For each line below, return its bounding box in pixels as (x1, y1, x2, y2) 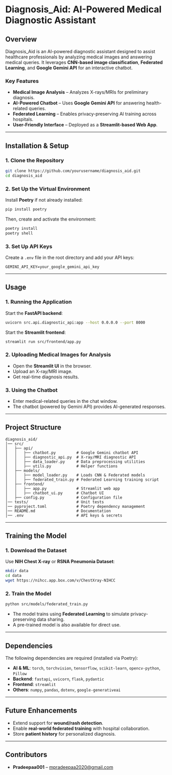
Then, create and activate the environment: (5, 216, 96, 222)
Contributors (5, 750, 48, 759)
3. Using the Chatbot (5, 386, 58, 394)
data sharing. (36, 616, 65, 622)
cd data (5, 573, 22, 578)
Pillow (12, 672, 27, 677)
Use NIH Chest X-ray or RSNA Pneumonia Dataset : (5, 558, 115, 565)
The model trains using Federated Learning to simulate (12, 611, 130, 617)
